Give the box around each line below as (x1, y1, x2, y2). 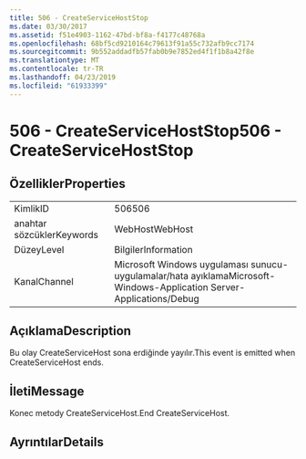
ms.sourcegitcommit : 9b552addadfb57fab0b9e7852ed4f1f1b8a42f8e (9, 47, 255, 57)
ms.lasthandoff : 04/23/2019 (9, 73, 117, 82)
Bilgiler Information (114, 243, 193, 256)
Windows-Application (114, 280, 209, 293)
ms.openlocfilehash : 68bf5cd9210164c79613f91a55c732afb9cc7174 (9, 38, 255, 48)
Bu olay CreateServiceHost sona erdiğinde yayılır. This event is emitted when (9, 348, 296, 359)
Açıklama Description (9, 323, 132, 339)
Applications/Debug (114, 292, 200, 305)
